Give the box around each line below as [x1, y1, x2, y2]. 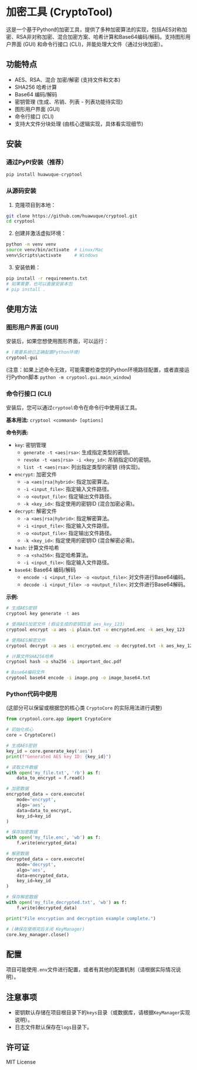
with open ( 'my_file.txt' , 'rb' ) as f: [6, 770, 101, 776]
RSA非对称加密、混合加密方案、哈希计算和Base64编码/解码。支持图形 [16, 33, 186, 40]
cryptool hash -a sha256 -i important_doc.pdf [6, 659, 122, 665]
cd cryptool [6, 218, 35, 224]
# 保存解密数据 [6, 894, 38, 900]
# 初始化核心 [6, 726, 33, 733]
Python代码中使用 [6, 690, 57, 698]
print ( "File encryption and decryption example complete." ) [6, 916, 157, 921]
